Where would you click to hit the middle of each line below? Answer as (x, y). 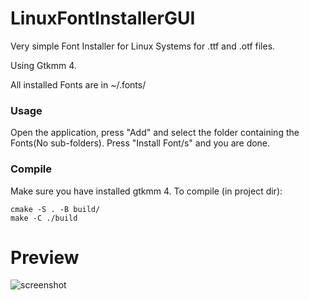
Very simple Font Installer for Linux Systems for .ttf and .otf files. (143, 46)
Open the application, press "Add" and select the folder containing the (155, 133)
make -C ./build (44, 218)
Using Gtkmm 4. (43, 65)
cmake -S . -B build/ (55, 209)
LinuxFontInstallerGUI (103, 18)
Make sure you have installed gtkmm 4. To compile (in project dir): (146, 191)
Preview (45, 257)
